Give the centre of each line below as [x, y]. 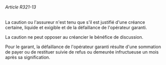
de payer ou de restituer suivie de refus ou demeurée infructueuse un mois [82, 52]
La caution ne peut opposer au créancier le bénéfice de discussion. [74, 37]
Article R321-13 [21, 7]
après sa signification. [28, 58]
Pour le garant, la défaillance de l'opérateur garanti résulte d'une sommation [83, 47]
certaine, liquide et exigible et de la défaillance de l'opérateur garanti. [76, 28]
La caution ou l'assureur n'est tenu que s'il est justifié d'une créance [75, 22]
